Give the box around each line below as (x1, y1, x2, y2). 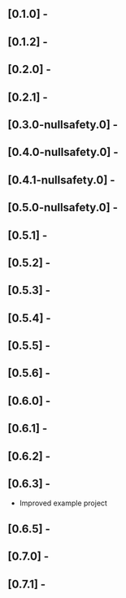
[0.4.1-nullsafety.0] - (7, 173, 115, 187)
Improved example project (19, 498, 107, 508)
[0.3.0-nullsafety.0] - (7, 118, 119, 132)
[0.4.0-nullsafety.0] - (7, 145, 119, 159)
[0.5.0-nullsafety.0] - (7, 201, 119, 214)
